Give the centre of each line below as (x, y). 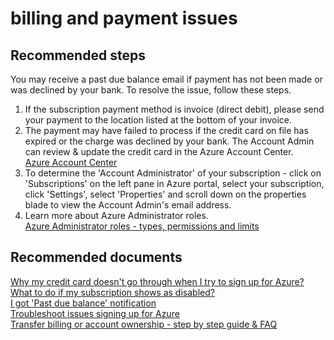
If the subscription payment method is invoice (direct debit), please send (174, 109)
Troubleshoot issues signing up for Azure (95, 313)
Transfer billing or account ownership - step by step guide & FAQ (144, 324)
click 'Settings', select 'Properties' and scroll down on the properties (165, 194)
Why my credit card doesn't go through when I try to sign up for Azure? (157, 281)
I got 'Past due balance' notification (83, 303)
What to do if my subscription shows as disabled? (112, 292)
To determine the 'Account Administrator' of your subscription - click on (173, 173)
